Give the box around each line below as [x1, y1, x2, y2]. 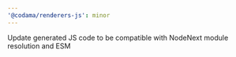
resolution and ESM [7, 41, 71, 51]
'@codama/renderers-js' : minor [7, 11, 111, 20]
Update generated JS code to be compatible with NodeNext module [7, 33, 229, 42]
